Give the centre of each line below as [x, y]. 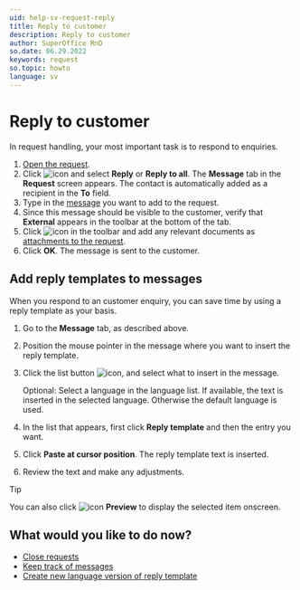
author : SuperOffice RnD [56, 43]
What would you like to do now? [101, 535]
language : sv [34, 77]
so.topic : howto [40, 69]
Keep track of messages [68, 566]
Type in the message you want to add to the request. [121, 202]
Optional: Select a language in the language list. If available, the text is [153, 390]
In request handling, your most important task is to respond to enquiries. [144, 147]
